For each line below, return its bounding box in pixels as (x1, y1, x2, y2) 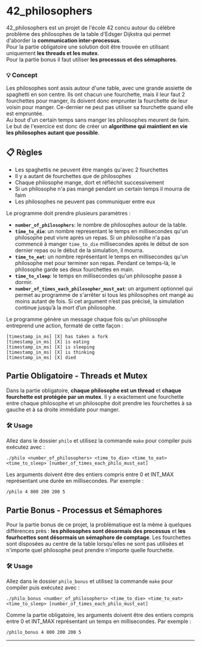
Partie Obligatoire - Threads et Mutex (6, 371, 148, 381)
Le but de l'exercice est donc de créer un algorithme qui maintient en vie (6, 123, 188, 130)
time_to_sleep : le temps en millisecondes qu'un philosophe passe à (14, 272, 182, 279)
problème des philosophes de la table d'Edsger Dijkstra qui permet (6, 30, 171, 37)
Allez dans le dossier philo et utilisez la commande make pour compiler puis (6, 437, 192, 444)
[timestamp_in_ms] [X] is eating (6, 339, 90, 345)
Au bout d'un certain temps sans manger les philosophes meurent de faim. (6, 116, 190, 124)
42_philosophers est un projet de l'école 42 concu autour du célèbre (6, 24, 175, 31)
